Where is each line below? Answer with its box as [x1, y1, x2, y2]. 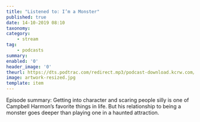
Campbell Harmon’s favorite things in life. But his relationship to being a [6, 103, 182, 110]
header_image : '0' [6, 63, 52, 70]
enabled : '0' [6, 58, 39, 64]
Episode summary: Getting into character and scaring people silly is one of [6, 97, 189, 104]
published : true [6, 14, 46, 20]
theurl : [6, 69, 26, 75]
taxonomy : [6, 25, 31, 31]
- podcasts [17, 47, 44, 53]
